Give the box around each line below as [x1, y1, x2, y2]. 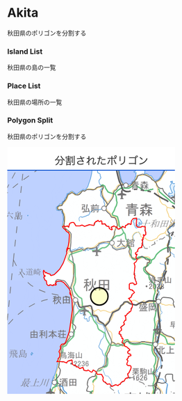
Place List [7, 81, 41, 91]
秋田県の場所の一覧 [7, 97, 63, 106]
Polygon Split [7, 116, 53, 125]
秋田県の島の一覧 [7, 63, 56, 72]
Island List [7, 47, 43, 56]
